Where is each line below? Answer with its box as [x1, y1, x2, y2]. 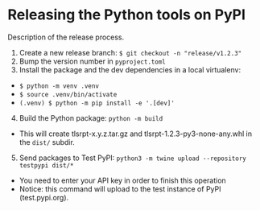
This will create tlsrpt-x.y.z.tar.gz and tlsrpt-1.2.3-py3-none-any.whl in [19, 129, 253, 138]
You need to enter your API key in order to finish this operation [19, 175, 226, 185]
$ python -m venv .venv [19, 82, 100, 90]
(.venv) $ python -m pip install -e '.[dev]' [19, 99, 175, 107]
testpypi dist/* [19, 161, 74, 170]
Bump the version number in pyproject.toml [19, 56, 166, 66]
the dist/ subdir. [19, 137, 76, 146]
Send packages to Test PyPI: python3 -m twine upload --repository [19, 153, 246, 163]
